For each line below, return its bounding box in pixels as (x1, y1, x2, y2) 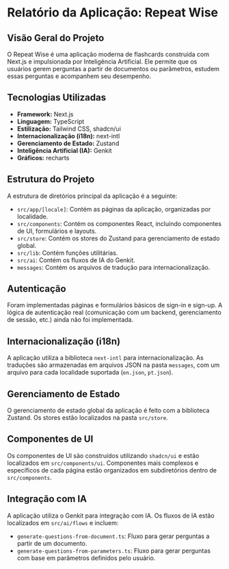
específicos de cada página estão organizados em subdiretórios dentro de (7, 466, 217, 474)
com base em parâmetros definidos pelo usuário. (16, 553, 156, 562)
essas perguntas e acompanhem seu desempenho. (7, 72, 152, 80)
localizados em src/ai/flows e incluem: (7, 518, 119, 527)
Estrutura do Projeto (7, 173, 95, 186)
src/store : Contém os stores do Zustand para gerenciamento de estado (16, 234, 220, 242)
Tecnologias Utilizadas (7, 92, 107, 103)
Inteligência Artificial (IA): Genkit (16, 146, 112, 155)
